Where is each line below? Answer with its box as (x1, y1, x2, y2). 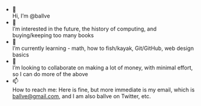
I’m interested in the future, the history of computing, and (12, 25, 157, 32)
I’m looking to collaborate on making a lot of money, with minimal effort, (12, 64, 193, 71)
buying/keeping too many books (12, 32, 94, 39)
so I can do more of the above (12, 71, 88, 77)
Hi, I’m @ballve (12, 12, 50, 19)
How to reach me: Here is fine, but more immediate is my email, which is (12, 86, 195, 93)
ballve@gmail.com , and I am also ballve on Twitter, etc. (12, 93, 151, 100)
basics (12, 51, 29, 58)
